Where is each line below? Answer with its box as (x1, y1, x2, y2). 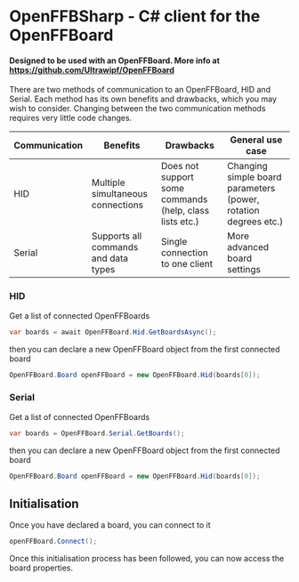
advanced (226, 241, 270, 254)
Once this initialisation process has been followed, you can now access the (9, 554, 285, 564)
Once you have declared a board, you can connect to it (9, 520, 211, 530)
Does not (160, 160, 199, 173)
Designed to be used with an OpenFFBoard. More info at (9, 55, 221, 66)
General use (230, 133, 283, 146)
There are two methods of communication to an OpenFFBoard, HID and (9, 85, 271, 95)
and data (91, 252, 129, 264)
